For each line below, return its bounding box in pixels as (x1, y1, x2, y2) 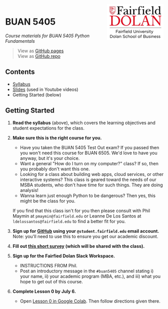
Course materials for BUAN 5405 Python (5, 33, 90, 39)
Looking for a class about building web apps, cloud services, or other (20, 171, 164, 177)
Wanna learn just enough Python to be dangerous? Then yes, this (20, 192, 156, 198)
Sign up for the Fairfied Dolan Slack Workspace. (12, 253, 115, 259)
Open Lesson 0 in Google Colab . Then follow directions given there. (20, 298, 161, 304)
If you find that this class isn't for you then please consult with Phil (12, 208, 150, 214)
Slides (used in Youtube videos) (12, 86, 79, 92)
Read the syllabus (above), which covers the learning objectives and (12, 120, 156, 126)
